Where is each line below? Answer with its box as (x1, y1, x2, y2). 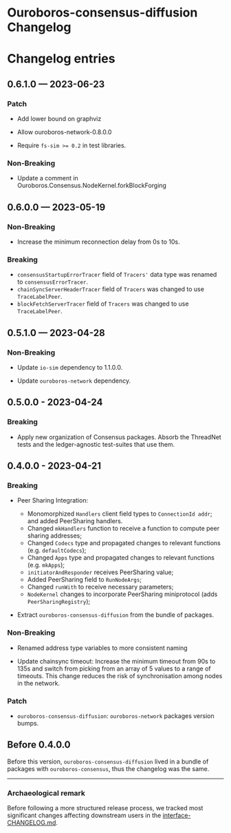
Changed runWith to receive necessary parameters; (27, 583, 174, 591)
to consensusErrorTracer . (16, 277, 88, 286)
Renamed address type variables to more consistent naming (16, 644, 188, 652)
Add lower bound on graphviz (16, 115, 102, 123)
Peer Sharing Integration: (16, 496, 88, 505)
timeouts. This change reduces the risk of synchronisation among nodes (16, 671, 223, 679)
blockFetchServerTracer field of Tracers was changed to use (16, 299, 189, 308)
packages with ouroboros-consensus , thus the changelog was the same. (7, 764, 210, 772)
